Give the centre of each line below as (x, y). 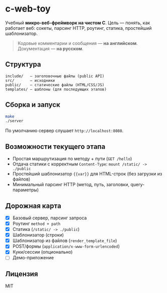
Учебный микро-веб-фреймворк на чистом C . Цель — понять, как (78, 23)
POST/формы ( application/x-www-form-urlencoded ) (66, 246)
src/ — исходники (30, 80)
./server (14, 121)
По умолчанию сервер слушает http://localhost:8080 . (64, 131)
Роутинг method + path (36, 223)
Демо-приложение (33, 258)
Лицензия (22, 274)
